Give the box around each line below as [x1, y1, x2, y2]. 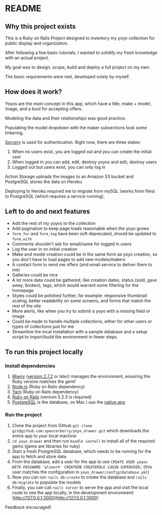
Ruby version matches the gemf [12, 378, 76, 384]
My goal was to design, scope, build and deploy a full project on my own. [5, 64, 151, 70]
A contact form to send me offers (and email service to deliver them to [12, 261, 152, 267]
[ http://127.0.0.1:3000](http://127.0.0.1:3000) [12, 495, 99, 500]
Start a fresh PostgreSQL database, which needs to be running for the [12, 448, 151, 454]
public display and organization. [5, 40, 69, 46]
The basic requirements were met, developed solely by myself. [5, 74, 130, 79]
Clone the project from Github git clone [12, 422, 92, 428]
